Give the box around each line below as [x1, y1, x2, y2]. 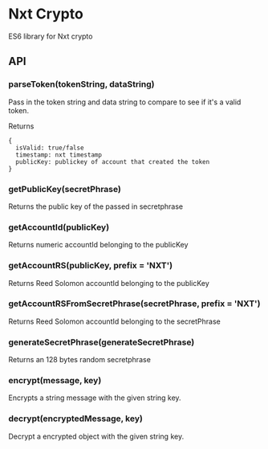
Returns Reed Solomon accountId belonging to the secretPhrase [8, 316, 221, 326]
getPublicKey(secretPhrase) [8, 183, 122, 194]
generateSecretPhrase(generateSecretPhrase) [8, 337, 195, 348]
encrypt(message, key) [8, 375, 102, 386]
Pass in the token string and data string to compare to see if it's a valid [8, 97, 242, 107]
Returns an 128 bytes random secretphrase [8, 355, 151, 365]
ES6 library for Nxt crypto [8, 31, 93, 41]
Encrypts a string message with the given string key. [8, 393, 182, 402]
